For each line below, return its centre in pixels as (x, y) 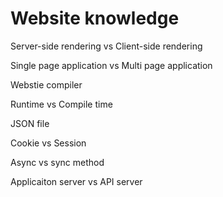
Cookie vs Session (48, 143)
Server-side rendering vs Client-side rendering (106, 46)
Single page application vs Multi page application (111, 65)
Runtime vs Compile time (61, 104)
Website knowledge (95, 18)
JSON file (30, 123)
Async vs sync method (57, 162)
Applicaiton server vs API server (76, 181)
